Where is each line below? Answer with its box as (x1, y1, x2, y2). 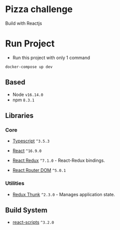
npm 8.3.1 (12, 97, 35, 103)
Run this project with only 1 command (12, 54, 90, 61)
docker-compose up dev (5, 64, 53, 69)
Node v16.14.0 (12, 91, 44, 97)
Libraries (5, 111, 34, 120)
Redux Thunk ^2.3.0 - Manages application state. (12, 191, 115, 197)
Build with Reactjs (5, 20, 42, 26)
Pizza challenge (5, 4, 73, 15)
